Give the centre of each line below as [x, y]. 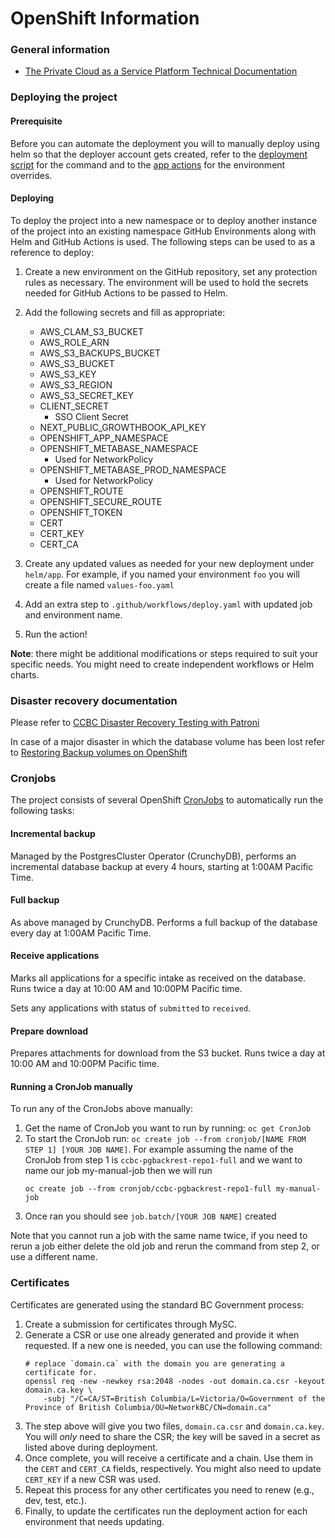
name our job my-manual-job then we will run [118, 1171]
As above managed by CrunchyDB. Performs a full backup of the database [164, 922]
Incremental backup [53, 833]
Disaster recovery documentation [94, 700]
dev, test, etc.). [55, 1500]
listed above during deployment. [91, 1447]
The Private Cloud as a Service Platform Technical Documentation [161, 71]
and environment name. [73, 614]
